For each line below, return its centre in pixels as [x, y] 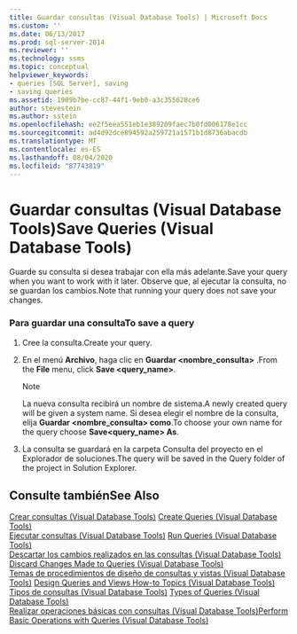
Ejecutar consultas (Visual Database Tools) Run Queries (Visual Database [143, 536]
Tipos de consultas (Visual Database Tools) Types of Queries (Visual [134, 592]
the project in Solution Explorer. [79, 467]
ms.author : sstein [43, 116]
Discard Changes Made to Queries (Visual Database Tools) [117, 564]
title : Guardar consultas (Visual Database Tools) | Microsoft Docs [138, 17]
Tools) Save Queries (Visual [112, 228]
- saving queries [41, 91]
